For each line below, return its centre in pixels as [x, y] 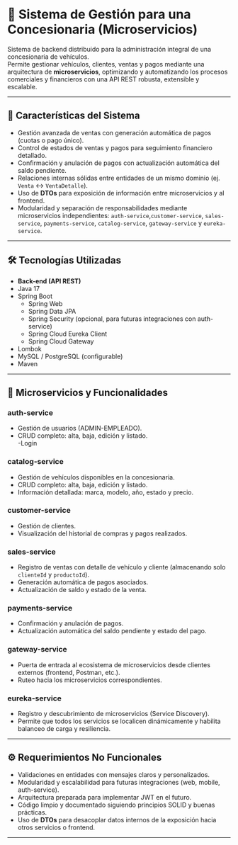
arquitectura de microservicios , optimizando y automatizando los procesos [118, 72]
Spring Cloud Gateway [61, 341]
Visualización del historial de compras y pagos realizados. [102, 533]
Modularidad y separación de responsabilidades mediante [102, 208]
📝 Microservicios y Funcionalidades [88, 392]
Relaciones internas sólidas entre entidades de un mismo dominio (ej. [119, 178]
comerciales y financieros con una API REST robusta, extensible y [103, 79]
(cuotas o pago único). [51, 140]
